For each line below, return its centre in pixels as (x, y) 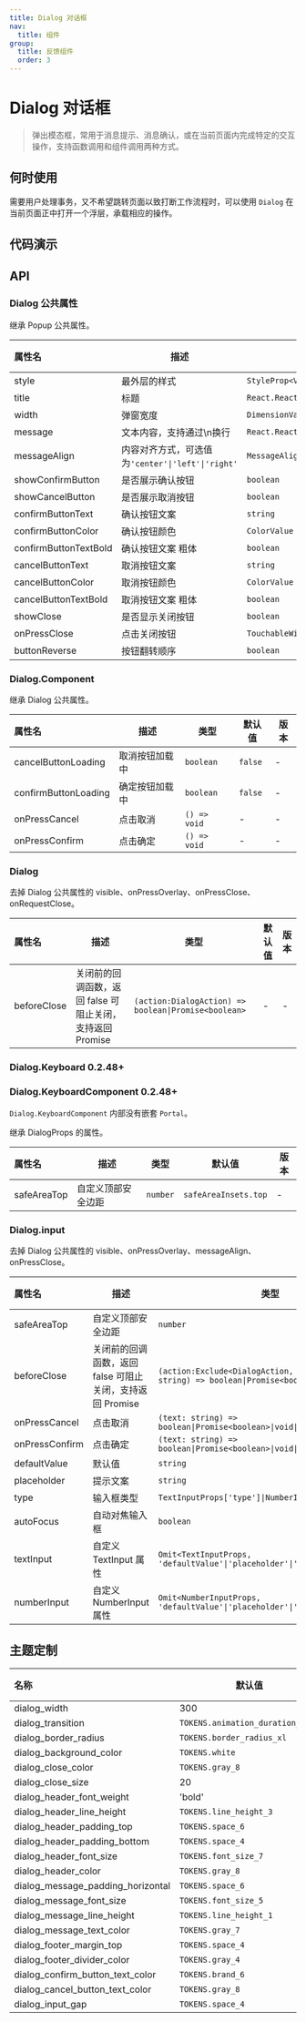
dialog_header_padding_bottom (82, 1841)
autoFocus (36, 1521)
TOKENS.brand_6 (212, 1974)
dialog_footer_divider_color (72, 1959)
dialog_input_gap (51, 2004)
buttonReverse (46, 650)
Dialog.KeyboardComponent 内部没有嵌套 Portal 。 (101, 1113)
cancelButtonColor (54, 582)
